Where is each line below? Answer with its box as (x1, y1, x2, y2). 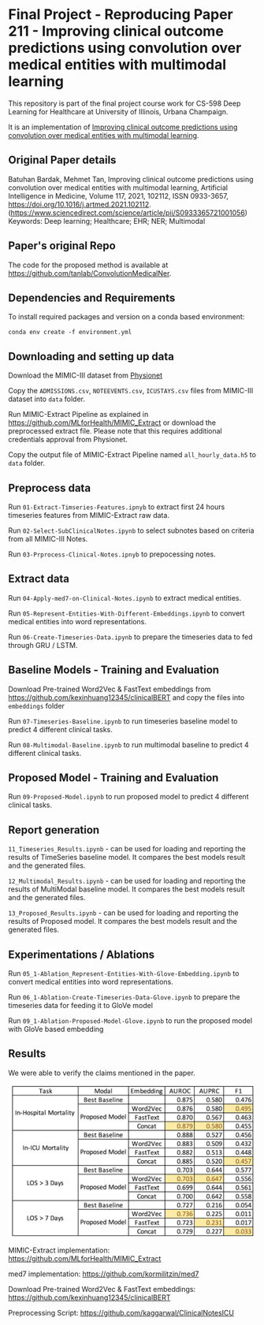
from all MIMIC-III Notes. (8, 534, 88, 543)
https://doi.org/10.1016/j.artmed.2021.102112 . (8, 199, 151, 209)
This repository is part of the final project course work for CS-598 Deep (8, 99, 241, 108)
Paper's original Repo (8, 239, 116, 253)
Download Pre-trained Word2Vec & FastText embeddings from (8, 684, 211, 694)
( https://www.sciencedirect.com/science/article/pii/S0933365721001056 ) (8, 207, 248, 218)
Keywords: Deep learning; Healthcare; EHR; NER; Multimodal (8, 216, 206, 225)
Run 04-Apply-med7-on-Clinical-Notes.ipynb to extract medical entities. (8, 593, 242, 602)
